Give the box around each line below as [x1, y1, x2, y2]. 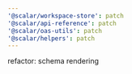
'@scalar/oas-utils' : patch [7, 27, 103, 35]
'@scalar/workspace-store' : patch [7, 11, 125, 20]
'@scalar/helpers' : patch [7, 34, 95, 43]
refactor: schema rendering [7, 56, 99, 66]
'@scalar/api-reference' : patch [7, 19, 117, 27]
